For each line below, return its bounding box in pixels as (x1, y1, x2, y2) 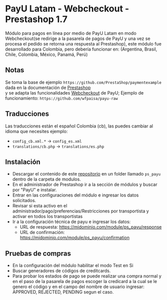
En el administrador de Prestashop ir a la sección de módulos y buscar (12, 181, 158, 187)
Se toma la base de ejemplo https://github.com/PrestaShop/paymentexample (5, 79, 162, 85)
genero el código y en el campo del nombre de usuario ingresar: (12, 283, 145, 290)
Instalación (5, 157, 41, 166)
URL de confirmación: (19, 229, 65, 235)
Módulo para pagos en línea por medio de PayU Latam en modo (5, 30, 137, 36)
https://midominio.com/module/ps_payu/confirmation (19, 234, 130, 240)
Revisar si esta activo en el (12, 203, 67, 209)
